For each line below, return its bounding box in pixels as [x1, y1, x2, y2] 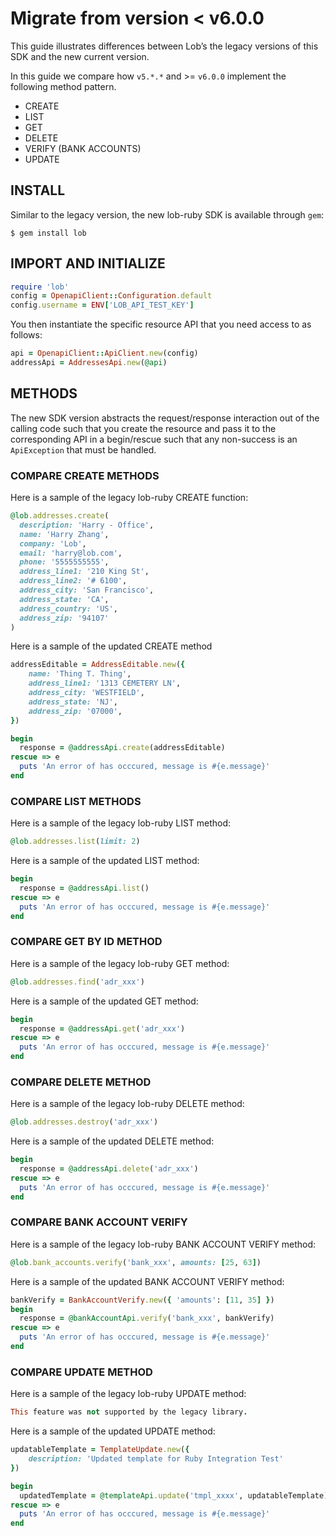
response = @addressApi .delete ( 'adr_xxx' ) [19, 1164, 199, 1174]
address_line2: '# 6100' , [19, 576, 128, 586]
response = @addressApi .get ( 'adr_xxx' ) [19, 1023, 186, 1034]
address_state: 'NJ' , [28, 697, 118, 707]
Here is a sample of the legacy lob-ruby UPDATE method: [10, 1388, 247, 1400]
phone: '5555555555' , [19, 557, 110, 567]
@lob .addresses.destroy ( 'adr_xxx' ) [10, 1117, 159, 1127]
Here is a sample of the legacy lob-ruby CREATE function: [10, 492, 249, 504]
